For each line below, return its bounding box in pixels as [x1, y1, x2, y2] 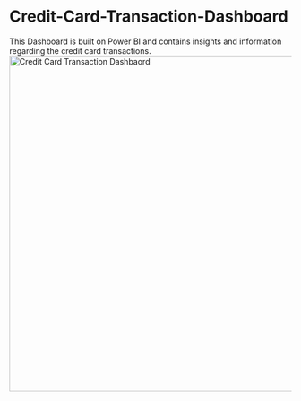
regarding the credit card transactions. [9, 45, 151, 56]
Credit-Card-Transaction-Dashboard [9, 6, 288, 27]
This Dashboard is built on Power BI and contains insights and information [9, 36, 282, 47]
